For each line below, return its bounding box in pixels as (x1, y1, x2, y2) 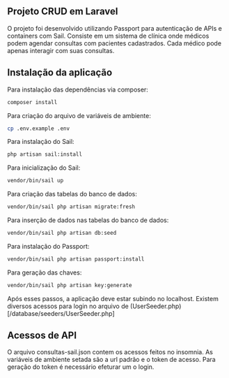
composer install (7, 99, 58, 106)
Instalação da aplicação (7, 66, 113, 79)
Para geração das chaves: (7, 268, 82, 277)
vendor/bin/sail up (7, 177, 64, 184)
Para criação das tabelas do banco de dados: (7, 190, 138, 198)
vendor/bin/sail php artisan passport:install (7, 255, 145, 263)
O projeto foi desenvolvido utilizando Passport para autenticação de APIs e (7, 24, 223, 32)
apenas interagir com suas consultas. (7, 46, 115, 54)
